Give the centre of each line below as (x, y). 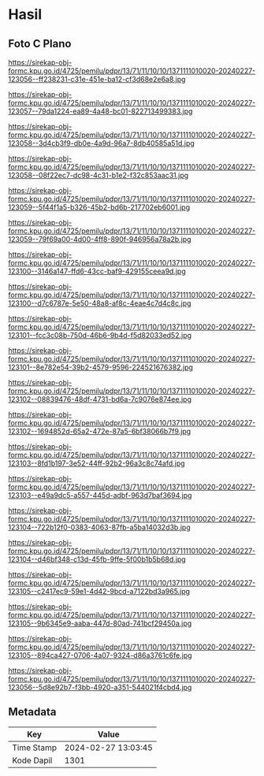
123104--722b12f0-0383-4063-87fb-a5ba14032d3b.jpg (99, 527)
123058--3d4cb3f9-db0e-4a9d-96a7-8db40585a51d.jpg (101, 143)
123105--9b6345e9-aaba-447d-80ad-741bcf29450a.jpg (100, 623)
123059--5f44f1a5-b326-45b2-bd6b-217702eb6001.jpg (99, 207)
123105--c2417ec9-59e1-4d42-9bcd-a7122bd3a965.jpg (99, 591)
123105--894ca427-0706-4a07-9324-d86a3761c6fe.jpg (100, 655)
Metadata (32, 712)
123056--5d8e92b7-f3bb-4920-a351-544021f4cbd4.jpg (100, 687)
